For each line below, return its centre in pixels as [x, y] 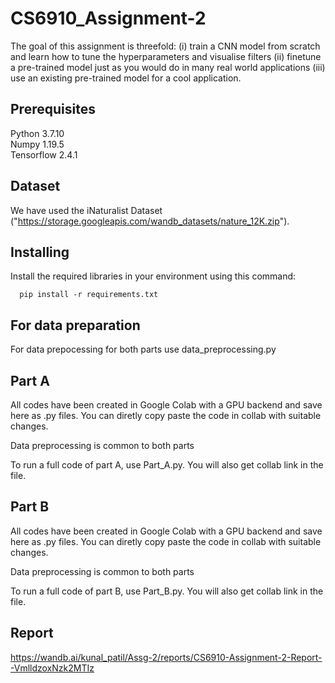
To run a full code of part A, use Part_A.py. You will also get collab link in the [167, 465]
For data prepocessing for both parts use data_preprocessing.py [143, 349]
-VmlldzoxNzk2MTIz [52, 668]
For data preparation [75, 325]
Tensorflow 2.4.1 [44, 154]
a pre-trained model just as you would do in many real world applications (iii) [168, 67]
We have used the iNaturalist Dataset [86, 210]
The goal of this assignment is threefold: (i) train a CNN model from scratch [165, 46]
